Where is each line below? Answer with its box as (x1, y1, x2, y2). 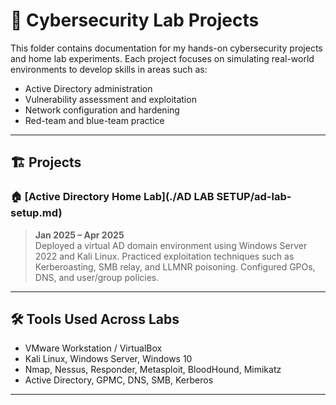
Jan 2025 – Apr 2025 (34, 229, 125, 241)
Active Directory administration (24, 82, 153, 94)
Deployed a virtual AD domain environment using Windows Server (34, 239, 308, 251)
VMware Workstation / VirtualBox (24, 342, 163, 354)
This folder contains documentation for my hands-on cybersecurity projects (10, 42, 323, 54)
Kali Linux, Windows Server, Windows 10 (24, 353, 193, 365)
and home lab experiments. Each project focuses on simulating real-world (10, 52, 315, 64)
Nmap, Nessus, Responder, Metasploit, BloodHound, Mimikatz (24, 364, 282, 376)
